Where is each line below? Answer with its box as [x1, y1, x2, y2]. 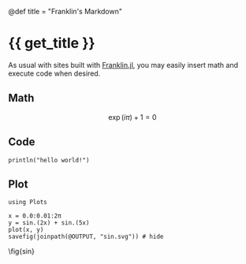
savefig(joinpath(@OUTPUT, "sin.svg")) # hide [8, 232, 164, 241]
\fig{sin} [8, 247, 35, 256]
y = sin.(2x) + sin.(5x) [8, 219, 90, 227]
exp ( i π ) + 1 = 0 [108, 112, 157, 121]
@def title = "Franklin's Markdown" [8, 7, 122, 16]
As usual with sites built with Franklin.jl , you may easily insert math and [8, 60, 239, 69]
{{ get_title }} [8, 35, 96, 52]
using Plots [8, 199, 47, 206]
